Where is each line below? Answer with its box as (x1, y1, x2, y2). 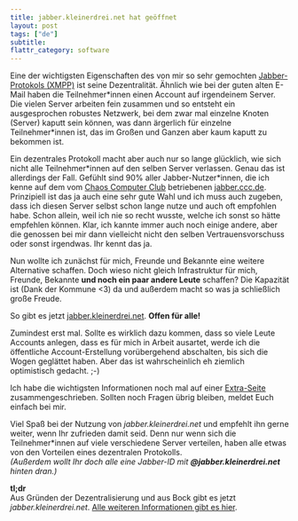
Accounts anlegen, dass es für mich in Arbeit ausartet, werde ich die (10, 337, 261, 348)
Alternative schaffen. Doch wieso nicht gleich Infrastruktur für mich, (10, 265, 258, 276)
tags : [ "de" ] (10, 29, 59, 38)
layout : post (10, 21, 59, 30)
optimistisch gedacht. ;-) (10, 366, 100, 376)
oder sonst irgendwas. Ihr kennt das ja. (10, 239, 153, 249)
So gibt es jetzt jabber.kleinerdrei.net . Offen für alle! (10, 311, 201, 321)
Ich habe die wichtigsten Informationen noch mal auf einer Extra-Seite (10, 383, 266, 393)
